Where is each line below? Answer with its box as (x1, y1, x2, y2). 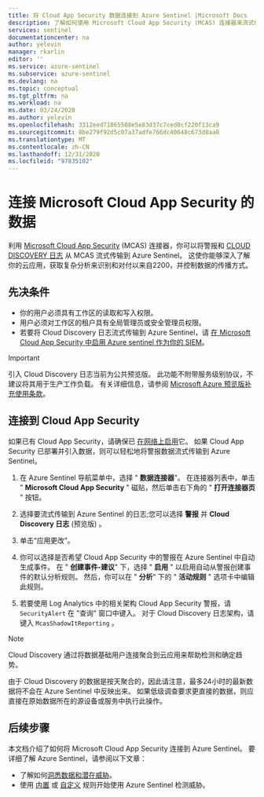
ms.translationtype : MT (8, 135, 86, 144)
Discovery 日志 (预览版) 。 (19, 519, 106, 528)
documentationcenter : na (8, 33, 90, 42)
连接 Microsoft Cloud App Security (8, 194, 238, 212)
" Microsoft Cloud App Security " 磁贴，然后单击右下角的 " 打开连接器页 (19, 482, 255, 492)
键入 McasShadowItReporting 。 (19, 618, 119, 627)
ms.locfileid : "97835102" (8, 158, 93, 166)
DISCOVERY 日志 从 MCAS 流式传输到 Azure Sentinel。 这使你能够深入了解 (8, 250, 251, 260)
